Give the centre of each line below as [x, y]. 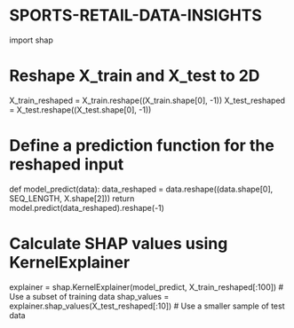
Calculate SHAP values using [119, 244]
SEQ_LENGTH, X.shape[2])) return [72, 198]
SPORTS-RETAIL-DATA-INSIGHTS [135, 16]
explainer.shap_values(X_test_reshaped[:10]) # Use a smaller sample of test [147, 306]
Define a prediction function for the [142, 146]
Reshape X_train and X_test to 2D [135, 76]
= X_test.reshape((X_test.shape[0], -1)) [80, 109]
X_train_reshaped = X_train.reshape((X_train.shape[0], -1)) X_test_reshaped [147, 100]
